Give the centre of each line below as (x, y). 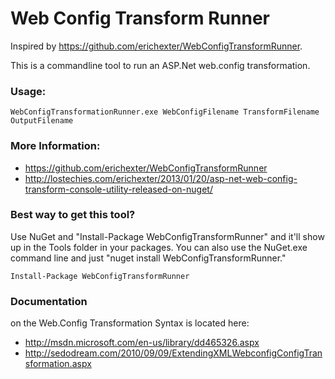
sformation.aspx (58, 364)
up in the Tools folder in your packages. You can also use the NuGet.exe (159, 247)
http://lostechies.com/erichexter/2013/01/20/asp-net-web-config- (161, 178)
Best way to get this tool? (73, 215)
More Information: (55, 146)
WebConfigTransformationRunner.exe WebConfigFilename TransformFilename (165, 112)
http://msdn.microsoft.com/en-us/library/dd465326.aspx (142, 343)
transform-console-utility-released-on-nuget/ (118, 189)
